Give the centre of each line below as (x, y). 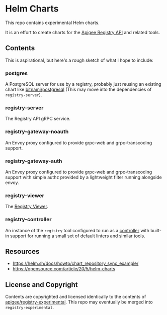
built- (156, 230)
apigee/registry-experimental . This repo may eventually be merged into (79, 302)
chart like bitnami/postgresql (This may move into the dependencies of (78, 90)
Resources (22, 251)
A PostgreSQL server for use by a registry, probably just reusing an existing (83, 84)
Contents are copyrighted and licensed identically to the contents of (76, 297)
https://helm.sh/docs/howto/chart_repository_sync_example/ (75, 263)
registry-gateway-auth (34, 161)
